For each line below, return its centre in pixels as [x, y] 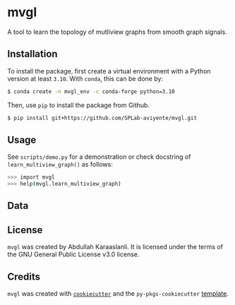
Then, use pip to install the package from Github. [79, 105]
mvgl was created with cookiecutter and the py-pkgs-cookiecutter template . [118, 294]
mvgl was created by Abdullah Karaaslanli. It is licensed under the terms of [115, 247]
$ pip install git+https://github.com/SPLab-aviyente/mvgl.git [102, 118]
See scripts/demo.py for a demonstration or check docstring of [99, 157]
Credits [24, 276]
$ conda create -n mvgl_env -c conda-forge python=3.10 [91, 91]
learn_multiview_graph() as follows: [60, 165]
